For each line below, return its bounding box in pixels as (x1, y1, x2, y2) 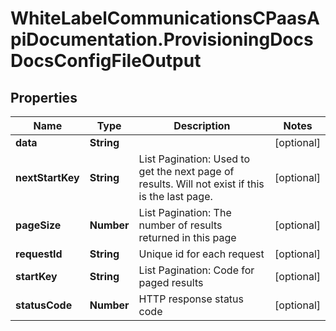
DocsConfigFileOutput (10, 50, 202, 72)
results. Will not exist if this (138, 177, 265, 191)
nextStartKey (15, 171, 80, 184)
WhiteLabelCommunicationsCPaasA (10, 7, 320, 30)
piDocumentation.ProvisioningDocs (10, 28, 314, 51)
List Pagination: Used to (138, 152, 251, 166)
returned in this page (138, 231, 237, 244)
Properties (10, 89, 78, 106)
